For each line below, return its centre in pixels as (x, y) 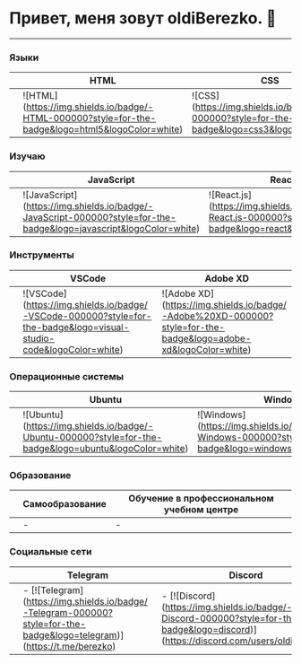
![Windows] (221, 415)
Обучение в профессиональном (202, 499)
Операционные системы (67, 376)
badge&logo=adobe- (206, 338)
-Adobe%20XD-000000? (218, 316)
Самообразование (65, 504)
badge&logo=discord (206, 629)
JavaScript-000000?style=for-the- (99, 217)
